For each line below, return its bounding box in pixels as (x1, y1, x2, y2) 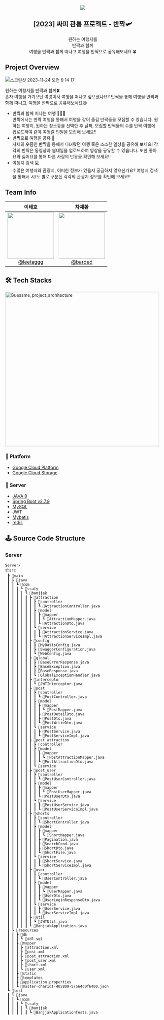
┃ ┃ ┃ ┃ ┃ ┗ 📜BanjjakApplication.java (7, 923, 87, 928)
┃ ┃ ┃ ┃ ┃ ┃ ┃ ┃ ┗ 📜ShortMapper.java (7, 832, 85, 838)
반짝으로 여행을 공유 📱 (12, 135, 55, 141)
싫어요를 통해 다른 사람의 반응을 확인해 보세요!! (21, 153, 111, 160)
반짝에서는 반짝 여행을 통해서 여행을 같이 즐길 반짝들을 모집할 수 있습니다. (12, 116, 153, 122)
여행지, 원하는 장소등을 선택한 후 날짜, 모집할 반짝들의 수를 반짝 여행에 (21, 122, 156, 128)
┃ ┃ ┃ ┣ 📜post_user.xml (7, 958, 56, 963)
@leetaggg (18, 259, 43, 266)
